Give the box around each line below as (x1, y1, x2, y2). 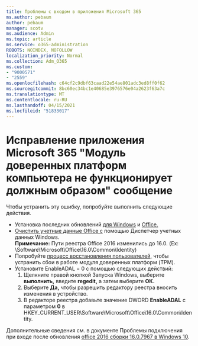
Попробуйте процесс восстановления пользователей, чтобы (14, 252, 169, 259)
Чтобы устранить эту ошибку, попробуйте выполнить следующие (6, 203, 173, 210)
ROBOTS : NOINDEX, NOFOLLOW (6, 47, 73, 53)
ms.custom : (6, 63, 33, 70)
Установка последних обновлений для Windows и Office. (14, 221, 158, 228)
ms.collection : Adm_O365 (6, 58, 67, 64)
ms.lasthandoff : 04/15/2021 (6, 102, 76, 108)
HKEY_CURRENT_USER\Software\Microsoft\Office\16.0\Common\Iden (23, 309, 192, 316)
